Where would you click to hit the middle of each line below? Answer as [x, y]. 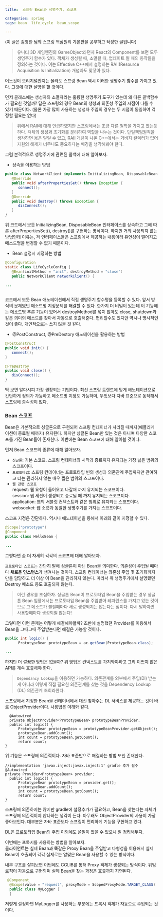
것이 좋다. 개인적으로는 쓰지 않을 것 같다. [43, 324]
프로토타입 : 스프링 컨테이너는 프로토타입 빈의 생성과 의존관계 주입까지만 [78, 472]
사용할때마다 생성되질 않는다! [44, 613]
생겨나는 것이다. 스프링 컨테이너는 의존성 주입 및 [89, 572]
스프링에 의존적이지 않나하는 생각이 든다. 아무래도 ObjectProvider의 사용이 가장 [80, 816]
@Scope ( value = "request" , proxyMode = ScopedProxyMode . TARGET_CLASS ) [82, 885]
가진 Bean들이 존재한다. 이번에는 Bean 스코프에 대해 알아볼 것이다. [77, 439]
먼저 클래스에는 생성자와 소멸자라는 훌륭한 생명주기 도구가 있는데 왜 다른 [73, 97]
